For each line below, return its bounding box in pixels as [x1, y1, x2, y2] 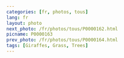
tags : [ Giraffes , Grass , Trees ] [6, 43, 88, 49]
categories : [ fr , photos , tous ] [6, 8, 88, 15]
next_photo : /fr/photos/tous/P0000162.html [6, 25, 119, 32]
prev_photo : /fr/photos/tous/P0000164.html [6, 37, 119, 43]
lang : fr [6, 14, 29, 21]
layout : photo [6, 20, 43, 26]
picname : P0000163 [6, 31, 53, 37]
